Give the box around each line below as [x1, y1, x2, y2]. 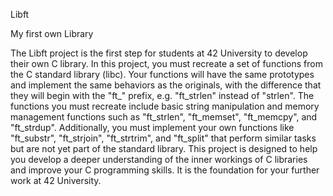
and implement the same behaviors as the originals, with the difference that [10, 79, 322, 91]
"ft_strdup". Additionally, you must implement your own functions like [10, 122, 295, 133]
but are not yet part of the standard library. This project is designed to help [10, 143, 318, 154]
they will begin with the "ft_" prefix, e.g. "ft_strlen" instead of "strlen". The [10, 90, 315, 101]
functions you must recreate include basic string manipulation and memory [10, 100, 320, 112]
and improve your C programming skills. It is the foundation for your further [10, 164, 320, 176]
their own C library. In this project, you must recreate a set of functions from [10, 58, 323, 69]
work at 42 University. [10, 175, 102, 186]
